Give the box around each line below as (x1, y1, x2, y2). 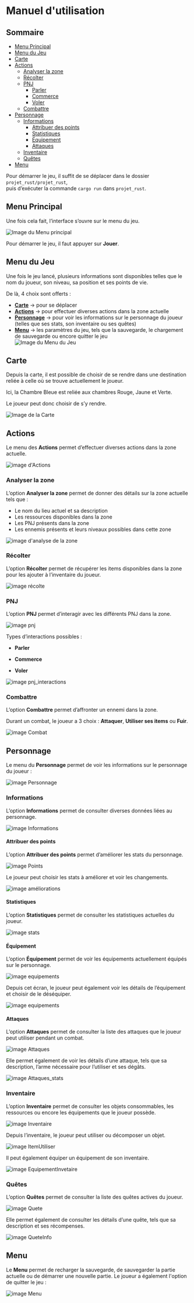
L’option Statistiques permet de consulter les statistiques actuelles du (6, 911, 175, 918)
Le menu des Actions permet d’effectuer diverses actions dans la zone (6, 444, 177, 451)
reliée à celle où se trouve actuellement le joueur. (6, 378, 124, 385)
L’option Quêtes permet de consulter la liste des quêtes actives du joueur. (6, 1193, 184, 1201)
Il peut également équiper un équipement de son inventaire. (6, 1154, 150, 1161)
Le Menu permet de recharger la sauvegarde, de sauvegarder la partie (6, 1266, 176, 1273)
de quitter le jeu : (6, 1278, 47, 1285)
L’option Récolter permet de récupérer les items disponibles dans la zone (6, 565, 182, 572)
